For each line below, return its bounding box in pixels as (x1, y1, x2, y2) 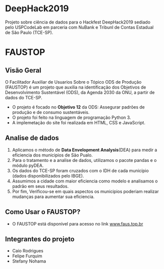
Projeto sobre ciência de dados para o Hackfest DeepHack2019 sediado (5, 19, 151, 25)
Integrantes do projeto (5, 235, 75, 243)
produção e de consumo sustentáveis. (12, 109, 90, 115)
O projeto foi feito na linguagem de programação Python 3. (12, 114, 131, 120)
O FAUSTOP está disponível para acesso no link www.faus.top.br (12, 221, 143, 226)
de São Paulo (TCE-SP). (5, 29, 53, 35)
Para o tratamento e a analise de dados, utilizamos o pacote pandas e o (12, 157, 157, 163)
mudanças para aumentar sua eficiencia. (12, 194, 94, 200)
